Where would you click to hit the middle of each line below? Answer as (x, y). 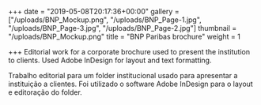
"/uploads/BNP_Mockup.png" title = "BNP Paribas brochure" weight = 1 (125, 36)
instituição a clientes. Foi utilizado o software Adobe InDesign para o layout (130, 84)
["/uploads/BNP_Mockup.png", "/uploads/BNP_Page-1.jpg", (105, 20)
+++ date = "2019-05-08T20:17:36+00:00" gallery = (94, 11)
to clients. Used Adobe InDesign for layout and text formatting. (110, 60)
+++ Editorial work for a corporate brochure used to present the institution (129, 52)
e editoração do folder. (45, 92)
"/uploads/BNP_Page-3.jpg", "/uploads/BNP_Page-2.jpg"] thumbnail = (123, 28)
